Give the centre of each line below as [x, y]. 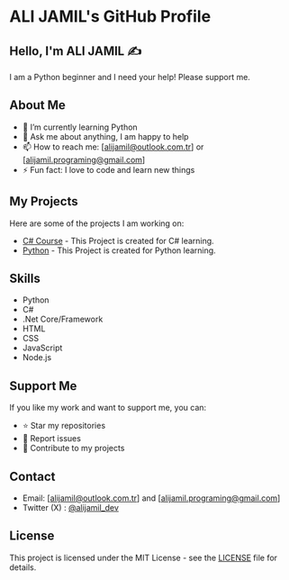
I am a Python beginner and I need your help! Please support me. [130, 77]
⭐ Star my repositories [64, 426]
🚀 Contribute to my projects [73, 449]
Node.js [37, 358]
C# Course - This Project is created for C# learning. [118, 240]
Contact [32, 476]
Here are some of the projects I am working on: [97, 223]
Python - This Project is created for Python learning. [119, 250]
